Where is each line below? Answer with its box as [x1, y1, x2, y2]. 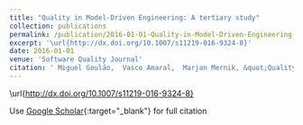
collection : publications [9, 22, 106, 31]
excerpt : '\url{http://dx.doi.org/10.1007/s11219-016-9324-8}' [9, 38, 252, 48]
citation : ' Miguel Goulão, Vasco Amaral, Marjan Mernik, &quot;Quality [9, 64, 297, 73]
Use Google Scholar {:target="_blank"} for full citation [9, 105, 207, 116]
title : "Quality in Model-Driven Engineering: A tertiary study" [9, 13, 260, 22]
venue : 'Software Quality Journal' [9, 55, 143, 64]
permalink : [9, 30, 50, 39]
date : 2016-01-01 [9, 47, 75, 56]
